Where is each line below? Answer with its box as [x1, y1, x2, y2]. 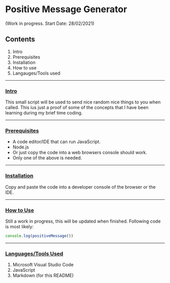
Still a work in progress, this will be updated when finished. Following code [5, 218, 161, 224]
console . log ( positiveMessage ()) [5, 233, 73, 238]
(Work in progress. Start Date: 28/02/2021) [5, 20, 95, 26]
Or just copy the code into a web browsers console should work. [12, 150, 148, 156]
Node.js [12, 144, 29, 150]
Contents [5, 35, 35, 44]
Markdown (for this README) [12, 272, 74, 278]
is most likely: [5, 223, 34, 229]
